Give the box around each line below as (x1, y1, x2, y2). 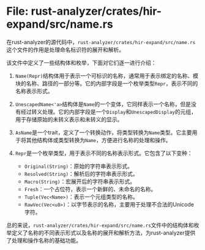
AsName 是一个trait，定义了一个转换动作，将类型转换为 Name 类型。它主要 (15, 129, 193, 136)
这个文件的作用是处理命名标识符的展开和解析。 (6, 46, 124, 53)
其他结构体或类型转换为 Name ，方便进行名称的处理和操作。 (26, 136, 171, 143)
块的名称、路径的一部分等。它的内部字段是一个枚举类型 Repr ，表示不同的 (15, 80, 198, 87)
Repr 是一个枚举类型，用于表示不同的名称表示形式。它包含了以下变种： (15, 149, 193, 157)
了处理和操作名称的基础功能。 (6, 237, 81, 244)
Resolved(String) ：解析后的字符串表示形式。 (24, 170, 139, 177)
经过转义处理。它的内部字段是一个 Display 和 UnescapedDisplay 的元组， (20, 108, 197, 115)
